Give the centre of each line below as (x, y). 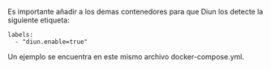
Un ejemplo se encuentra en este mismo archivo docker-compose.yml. (126, 57)
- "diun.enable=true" (52, 42)
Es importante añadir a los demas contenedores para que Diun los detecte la (135, 12)
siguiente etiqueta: (39, 20)
